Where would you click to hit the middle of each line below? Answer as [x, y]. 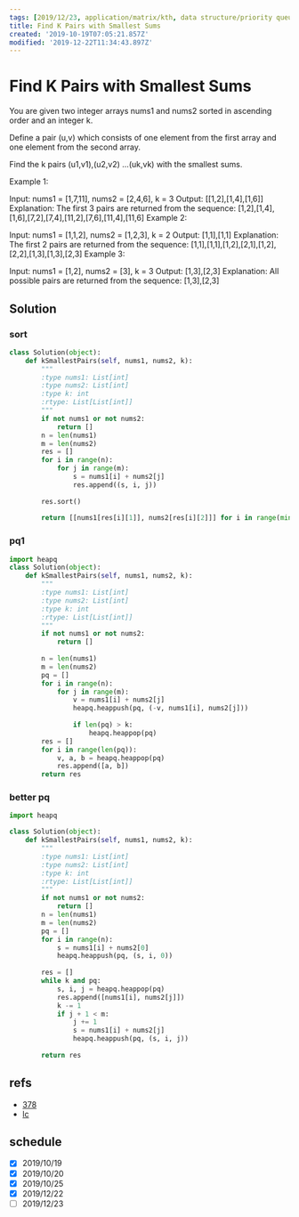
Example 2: [167, 218]
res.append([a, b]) [93, 767]
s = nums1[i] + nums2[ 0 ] [103, 948]
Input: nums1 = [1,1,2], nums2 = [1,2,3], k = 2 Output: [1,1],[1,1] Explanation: [144, 235]
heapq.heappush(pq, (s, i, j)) [131, 1039]
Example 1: [29, 182]
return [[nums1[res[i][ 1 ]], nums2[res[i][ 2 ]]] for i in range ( [161, 518]
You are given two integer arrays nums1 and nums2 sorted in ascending [141, 111]
